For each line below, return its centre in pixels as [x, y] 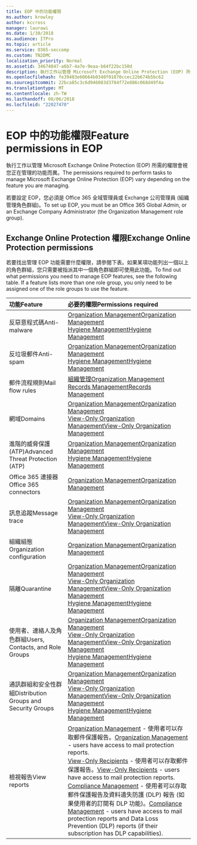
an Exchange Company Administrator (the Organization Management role [95, 212]
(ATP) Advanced [31, 452]
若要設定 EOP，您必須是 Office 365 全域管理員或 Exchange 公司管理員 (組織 [98, 198]
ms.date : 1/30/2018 [30, 34]
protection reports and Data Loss [113, 819]
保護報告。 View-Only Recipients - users [124, 770]
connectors [25, 492]
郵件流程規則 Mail [33, 383]
